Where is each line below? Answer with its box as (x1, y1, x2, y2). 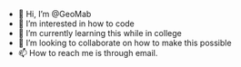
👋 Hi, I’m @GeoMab (17, 9, 92, 19)
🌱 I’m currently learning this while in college (17, 28, 182, 38)
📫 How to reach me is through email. (17, 48, 158, 58)
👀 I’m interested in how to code (17, 18, 135, 29)
